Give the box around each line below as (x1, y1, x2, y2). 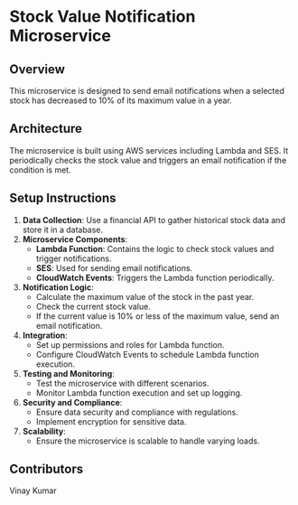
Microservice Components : (22, 233, 128, 245)
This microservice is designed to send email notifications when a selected (9, 86, 284, 96)
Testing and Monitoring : (22, 368, 115, 379)
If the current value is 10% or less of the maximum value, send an (35, 310, 280, 322)
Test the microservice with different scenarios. (35, 378, 210, 388)
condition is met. (9, 164, 71, 175)
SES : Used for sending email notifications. (35, 262, 193, 273)
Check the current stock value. (35, 301, 151, 312)
